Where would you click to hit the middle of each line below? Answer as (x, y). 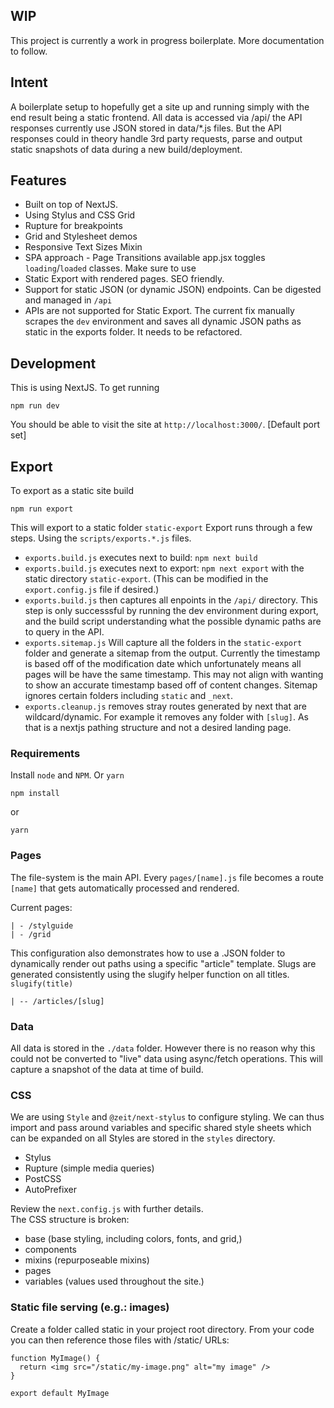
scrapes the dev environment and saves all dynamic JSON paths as (163, 321)
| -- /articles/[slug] (57, 1001)
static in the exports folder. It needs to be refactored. (133, 332)
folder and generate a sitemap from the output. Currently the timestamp (172, 653)
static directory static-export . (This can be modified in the (146, 579)
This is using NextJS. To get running (85, 388)
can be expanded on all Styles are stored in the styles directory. (143, 1138)
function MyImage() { (55, 1358)
